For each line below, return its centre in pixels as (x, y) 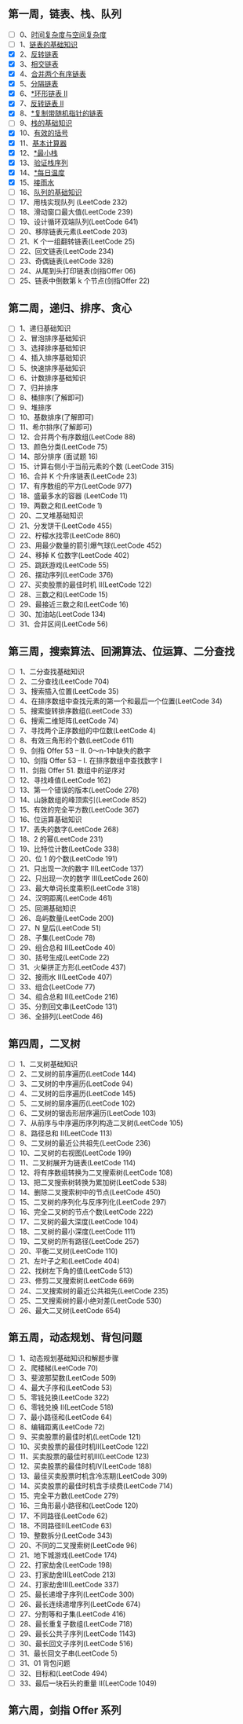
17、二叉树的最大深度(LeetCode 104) (79, 1222)
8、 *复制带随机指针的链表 (61, 113)
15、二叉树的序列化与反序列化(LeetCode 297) (93, 1201)
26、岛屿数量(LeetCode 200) (67, 918)
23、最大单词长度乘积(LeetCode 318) (80, 888)
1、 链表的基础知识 (49, 44)
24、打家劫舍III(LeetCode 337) (69, 1584)
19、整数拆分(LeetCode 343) (66, 1535)
